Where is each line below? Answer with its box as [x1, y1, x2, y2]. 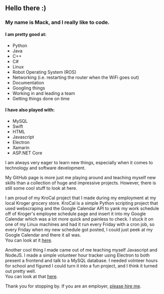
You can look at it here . [5, 237, 53, 243]
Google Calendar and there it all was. [5, 232, 81, 238]
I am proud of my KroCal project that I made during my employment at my [5, 195, 157, 201]
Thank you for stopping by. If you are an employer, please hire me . [5, 283, 142, 289]
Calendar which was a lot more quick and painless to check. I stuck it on [5, 216, 154, 222]
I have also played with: [5, 107, 55, 113]
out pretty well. [5, 268, 36, 274]
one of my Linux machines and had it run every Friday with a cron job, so [5, 221, 155, 227]
